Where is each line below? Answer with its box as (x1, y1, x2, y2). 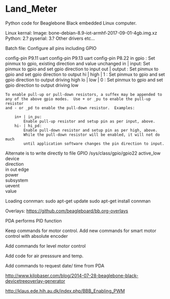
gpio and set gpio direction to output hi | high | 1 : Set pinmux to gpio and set (5, 71, 165, 77)
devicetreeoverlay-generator (5, 278, 65, 284)
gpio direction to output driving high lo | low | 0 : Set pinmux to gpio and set (5, 77, 163, 83)
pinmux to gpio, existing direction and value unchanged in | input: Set (5, 60, 151, 66)
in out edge (5, 166, 29, 172)
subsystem (5, 177, 28, 183)
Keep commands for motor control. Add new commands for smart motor (5, 228, 156, 234)
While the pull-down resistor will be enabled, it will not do (23, 132, 160, 137)
